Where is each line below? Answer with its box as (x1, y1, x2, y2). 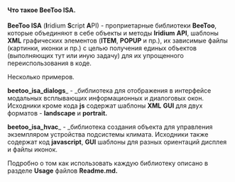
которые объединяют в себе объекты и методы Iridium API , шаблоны (7, 29, 219, 38)
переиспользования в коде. (7, 59, 92, 67)
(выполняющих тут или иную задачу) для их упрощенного (7, 52, 185, 60)
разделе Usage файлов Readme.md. (7, 166, 119, 175)
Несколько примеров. (7, 73, 75, 81)
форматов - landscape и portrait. (7, 109, 108, 118)
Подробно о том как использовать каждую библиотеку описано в (7, 159, 208, 168)
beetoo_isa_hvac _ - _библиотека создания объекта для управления (7, 123, 213, 131)
